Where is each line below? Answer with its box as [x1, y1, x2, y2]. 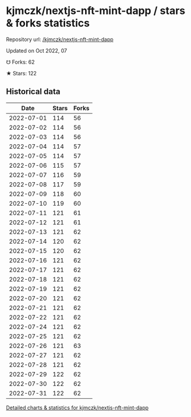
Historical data [6, 86, 61, 97]
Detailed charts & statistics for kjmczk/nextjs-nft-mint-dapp [6, 404, 149, 411]
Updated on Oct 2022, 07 [6, 47, 68, 54]
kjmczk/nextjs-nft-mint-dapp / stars [6, 4, 186, 18]
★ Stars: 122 [6, 69, 37, 77]
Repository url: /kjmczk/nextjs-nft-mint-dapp [6, 36, 114, 43]
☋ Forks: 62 [6, 58, 35, 65]
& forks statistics [6, 16, 90, 30]
